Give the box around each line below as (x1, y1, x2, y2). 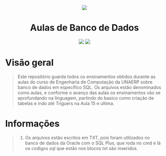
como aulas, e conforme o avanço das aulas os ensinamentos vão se (17, 90, 161, 96)
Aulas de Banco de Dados (30, 22, 139, 34)
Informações (5, 118, 60, 129)
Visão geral (5, 57, 54, 68)
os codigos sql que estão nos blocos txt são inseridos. (25, 145, 138, 151)
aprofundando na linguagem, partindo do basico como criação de (17, 95, 154, 101)
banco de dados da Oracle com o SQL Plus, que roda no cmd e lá (25, 140, 161, 146)
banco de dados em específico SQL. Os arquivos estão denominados (17, 84, 161, 90)
